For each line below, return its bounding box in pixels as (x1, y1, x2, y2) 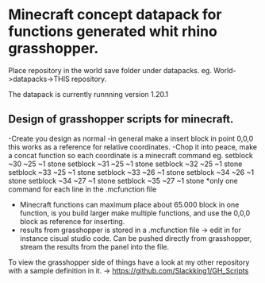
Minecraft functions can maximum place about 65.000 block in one (19, 200, 240, 209)
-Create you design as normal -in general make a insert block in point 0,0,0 (8, 134, 254, 143)
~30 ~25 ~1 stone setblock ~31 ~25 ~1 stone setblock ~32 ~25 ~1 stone (8, 159, 243, 169)
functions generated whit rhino (8, 22, 218, 41)
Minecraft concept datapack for (8, 6, 222, 24)
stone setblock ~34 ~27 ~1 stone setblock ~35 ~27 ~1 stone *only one (8, 176, 238, 185)
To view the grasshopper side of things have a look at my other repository (8, 257, 250, 267)
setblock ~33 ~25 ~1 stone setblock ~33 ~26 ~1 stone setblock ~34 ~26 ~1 (8, 167, 255, 176)
